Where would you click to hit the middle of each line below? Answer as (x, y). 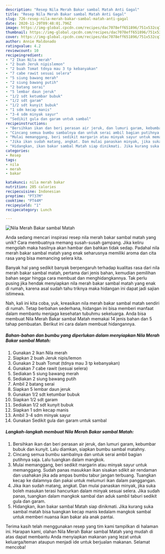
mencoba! (16, 547)
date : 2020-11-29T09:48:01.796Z (38, 23)
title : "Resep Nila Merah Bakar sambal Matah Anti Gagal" (66, 14)
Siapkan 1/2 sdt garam (35, 400)
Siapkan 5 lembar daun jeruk (41, 389)
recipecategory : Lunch (29, 210)
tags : (11, 160)
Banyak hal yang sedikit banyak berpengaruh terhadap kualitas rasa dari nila (82, 268)
